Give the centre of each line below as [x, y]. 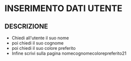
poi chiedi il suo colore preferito [44, 48]
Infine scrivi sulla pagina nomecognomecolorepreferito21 [69, 53]
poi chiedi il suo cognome [38, 43]
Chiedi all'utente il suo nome [40, 38]
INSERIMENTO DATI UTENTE [64, 8]
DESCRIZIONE [26, 26]
